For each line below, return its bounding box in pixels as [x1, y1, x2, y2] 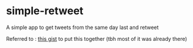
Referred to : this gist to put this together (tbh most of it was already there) [6, 35, 188, 42]
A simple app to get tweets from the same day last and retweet [6, 24, 159, 31]
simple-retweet [6, 4, 84, 18]
